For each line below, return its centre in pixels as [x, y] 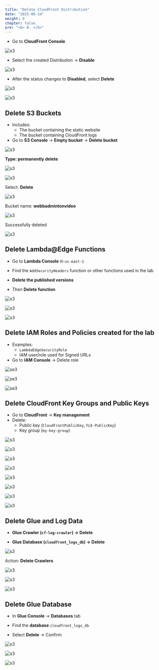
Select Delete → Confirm [37, 635]
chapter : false [20, 23]
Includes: [21, 125]
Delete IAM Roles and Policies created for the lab [80, 333]
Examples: [22, 344]
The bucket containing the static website [60, 130]
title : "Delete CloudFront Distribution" [47, 9]
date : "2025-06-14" [25, 14]
